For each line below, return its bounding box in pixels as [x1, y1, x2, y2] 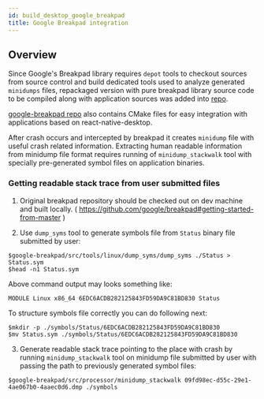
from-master [19, 212, 61, 222]
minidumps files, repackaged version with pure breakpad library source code [8, 86, 255, 95]
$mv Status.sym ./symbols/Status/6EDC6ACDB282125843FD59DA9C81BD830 [8, 330, 238, 338]
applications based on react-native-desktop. [8, 117, 153, 127]
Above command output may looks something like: [8, 279, 173, 289]
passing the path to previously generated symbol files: [19, 360, 197, 371]
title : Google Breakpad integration [8, 19, 128, 27]
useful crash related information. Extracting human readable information [8, 141, 243, 151]
